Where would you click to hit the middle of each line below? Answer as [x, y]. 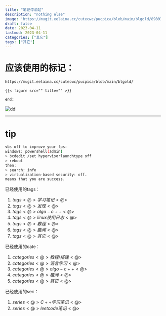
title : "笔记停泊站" [24, 10]
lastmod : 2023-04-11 [26, 33]
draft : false [19, 24]
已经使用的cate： [23, 247]
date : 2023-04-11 [23, 28]
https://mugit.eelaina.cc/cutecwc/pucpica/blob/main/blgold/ [69, 82]
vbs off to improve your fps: [36, 147]
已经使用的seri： [22, 292]
